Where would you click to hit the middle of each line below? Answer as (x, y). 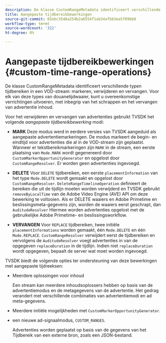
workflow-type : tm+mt (28, 24)
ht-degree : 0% (20, 33)
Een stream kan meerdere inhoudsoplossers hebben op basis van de (83, 285)
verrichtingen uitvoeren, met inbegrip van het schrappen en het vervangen (81, 102)
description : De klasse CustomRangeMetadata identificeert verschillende (83, 10)
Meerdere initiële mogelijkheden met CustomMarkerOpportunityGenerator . (86, 310)
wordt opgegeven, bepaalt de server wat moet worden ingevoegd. (80, 251)
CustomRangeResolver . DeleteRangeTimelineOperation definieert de (80, 183)
